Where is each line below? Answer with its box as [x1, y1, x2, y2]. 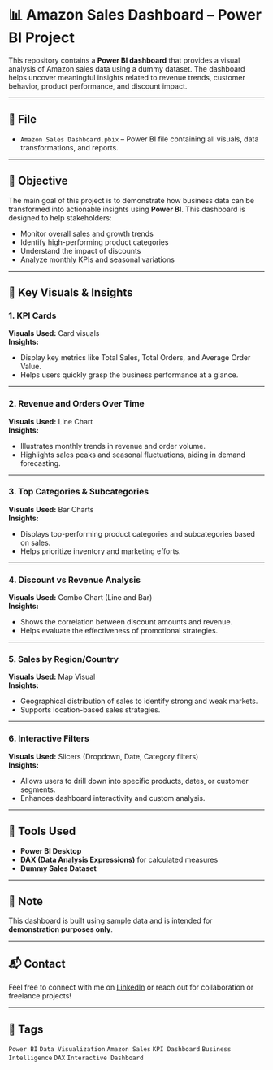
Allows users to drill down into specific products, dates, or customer [19, 776, 249, 785]
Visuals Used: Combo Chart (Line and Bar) [8, 593, 153, 602]
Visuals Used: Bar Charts [8, 504, 94, 514]
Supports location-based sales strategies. [19, 705, 161, 715]
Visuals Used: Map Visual [8, 672, 96, 682]
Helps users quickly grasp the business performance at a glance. [19, 370, 239, 380]
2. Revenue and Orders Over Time [8, 398, 145, 410]
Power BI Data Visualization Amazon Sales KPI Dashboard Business [8, 1045, 232, 1053]
